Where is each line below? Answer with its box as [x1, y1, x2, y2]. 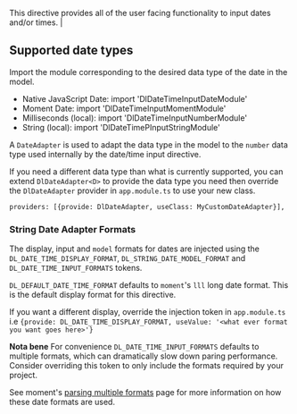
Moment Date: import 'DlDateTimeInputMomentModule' [21, 103, 227, 114]
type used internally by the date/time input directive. [9, 148, 202, 159]
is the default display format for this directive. [9, 290, 177, 300]
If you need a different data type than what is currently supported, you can [9, 165, 284, 177]
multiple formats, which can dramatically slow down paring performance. [9, 351, 278, 361]
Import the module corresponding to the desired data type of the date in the [9, 66, 288, 77]
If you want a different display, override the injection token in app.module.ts [9, 307, 286, 317]
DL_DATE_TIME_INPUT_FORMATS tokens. [9, 263, 143, 274]
